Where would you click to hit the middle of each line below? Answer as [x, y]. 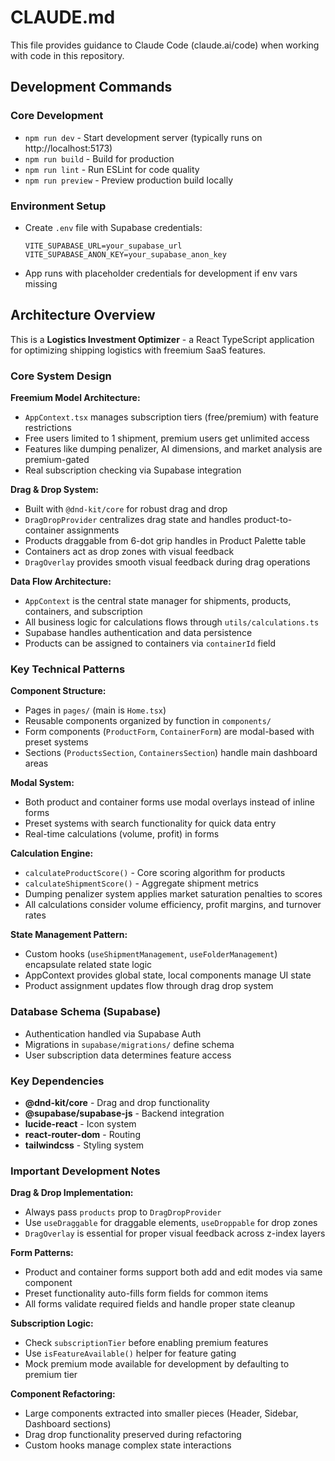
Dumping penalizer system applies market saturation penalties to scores [173, 894]
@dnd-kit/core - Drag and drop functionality [117, 1102]
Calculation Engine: [52, 853]
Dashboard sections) [68, 1424]
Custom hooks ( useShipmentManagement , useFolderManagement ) [151, 954]
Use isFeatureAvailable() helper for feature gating [130, 1353]
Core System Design [61, 376]
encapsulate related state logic [88, 965]
